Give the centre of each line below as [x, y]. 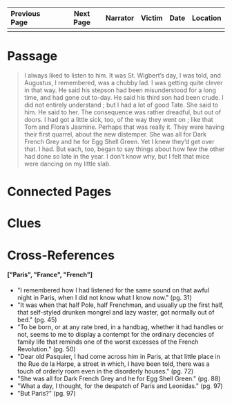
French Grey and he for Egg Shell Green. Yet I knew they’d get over [119, 141]
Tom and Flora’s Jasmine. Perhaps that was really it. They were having [124, 127]
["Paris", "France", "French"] [50, 275]
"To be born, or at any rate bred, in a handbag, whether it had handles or [120, 327]
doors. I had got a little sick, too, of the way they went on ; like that [118, 119]
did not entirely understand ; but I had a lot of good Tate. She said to [121, 105]
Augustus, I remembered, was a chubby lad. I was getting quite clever [123, 82]
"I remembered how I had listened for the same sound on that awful [113, 290]
